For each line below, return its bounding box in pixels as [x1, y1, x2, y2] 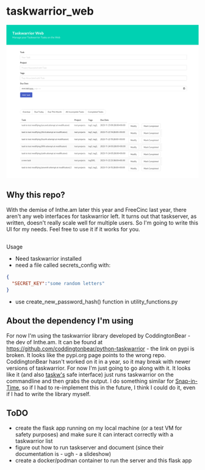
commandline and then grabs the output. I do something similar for [6, 377, 174, 385]
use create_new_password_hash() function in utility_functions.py [15, 298, 178, 305]
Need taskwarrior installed [15, 255, 82, 262]
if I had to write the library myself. [6, 390, 91, 397]
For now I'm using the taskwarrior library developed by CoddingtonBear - [6, 331, 191, 339]
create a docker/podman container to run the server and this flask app [15, 457, 192, 464]
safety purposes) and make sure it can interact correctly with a [15, 430, 174, 438]
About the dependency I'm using [6, 316, 134, 326]
